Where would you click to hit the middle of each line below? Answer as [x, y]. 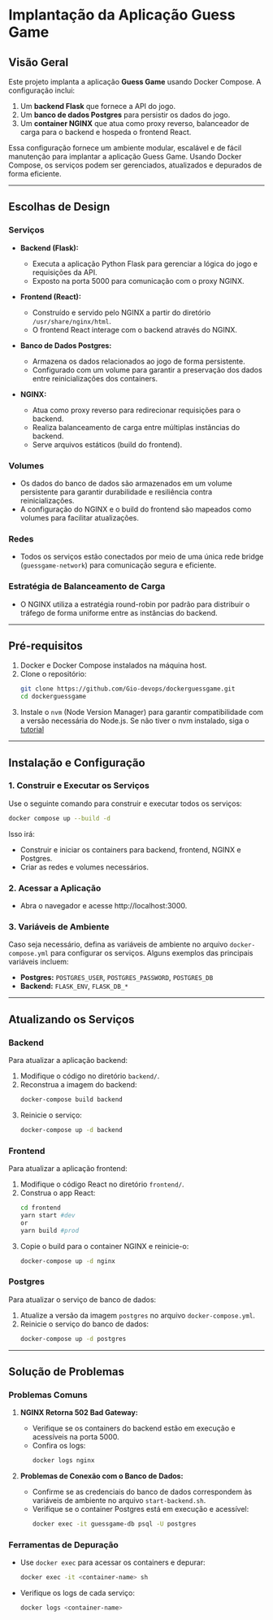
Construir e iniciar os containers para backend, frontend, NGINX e [130, 849]
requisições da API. [65, 272]
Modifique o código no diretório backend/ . [90, 1076]
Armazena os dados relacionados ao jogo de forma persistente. [139, 361]
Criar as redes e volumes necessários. [84, 867]
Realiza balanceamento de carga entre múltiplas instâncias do [136, 427]
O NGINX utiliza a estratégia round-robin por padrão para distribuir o [135, 604]
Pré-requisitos [46, 645]
